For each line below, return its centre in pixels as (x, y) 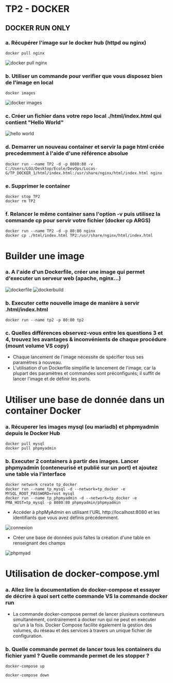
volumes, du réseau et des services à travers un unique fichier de (82, 630)
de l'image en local (29, 82)
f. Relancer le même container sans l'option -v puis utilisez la (83, 214)
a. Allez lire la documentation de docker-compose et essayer (83, 590)
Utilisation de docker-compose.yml (82, 574)
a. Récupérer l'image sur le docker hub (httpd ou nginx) (76, 43)
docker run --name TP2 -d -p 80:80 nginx (50, 231)
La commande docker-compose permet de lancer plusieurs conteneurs (89, 614)
